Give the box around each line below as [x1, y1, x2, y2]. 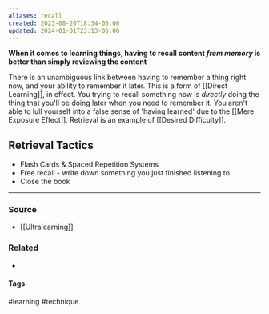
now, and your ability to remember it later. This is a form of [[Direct [8, 81, 228, 91]
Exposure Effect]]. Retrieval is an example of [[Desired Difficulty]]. [8, 115, 227, 125]
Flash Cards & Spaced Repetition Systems [19, 159, 159, 169]
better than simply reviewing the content [8, 57, 147, 66]
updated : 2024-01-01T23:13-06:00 [8, 26, 120, 34]
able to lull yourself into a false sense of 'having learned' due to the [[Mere [8, 107, 255, 116]
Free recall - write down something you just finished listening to [19, 168, 231, 178]
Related [8, 242, 39, 253]
